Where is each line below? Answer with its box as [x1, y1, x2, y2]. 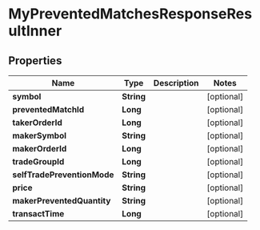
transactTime [12, 208, 65, 219]
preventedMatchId [12, 104, 85, 115]
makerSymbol [12, 130, 66, 141]
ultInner [8, 22, 62, 40]
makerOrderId [12, 143, 67, 154]
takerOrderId [12, 117, 62, 128]
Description [153, 78, 199, 88]
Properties [8, 54, 62, 67]
